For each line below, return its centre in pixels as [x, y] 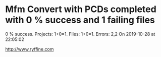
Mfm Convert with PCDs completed [81, 9]
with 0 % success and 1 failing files [80, 20]
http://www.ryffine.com [30, 49]
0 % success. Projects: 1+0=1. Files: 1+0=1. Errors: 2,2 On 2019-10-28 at [80, 34]
